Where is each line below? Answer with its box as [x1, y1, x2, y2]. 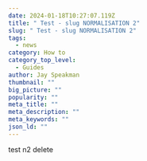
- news [15, 41, 37, 49]
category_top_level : [8, 57, 77, 65]
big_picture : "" [8, 85, 62, 94]
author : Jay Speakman [8, 71, 80, 79]
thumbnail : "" [8, 78, 56, 86]
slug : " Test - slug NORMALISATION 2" [8, 26, 137, 34]
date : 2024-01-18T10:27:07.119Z [8, 11, 115, 20]
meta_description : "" [8, 108, 80, 116]
